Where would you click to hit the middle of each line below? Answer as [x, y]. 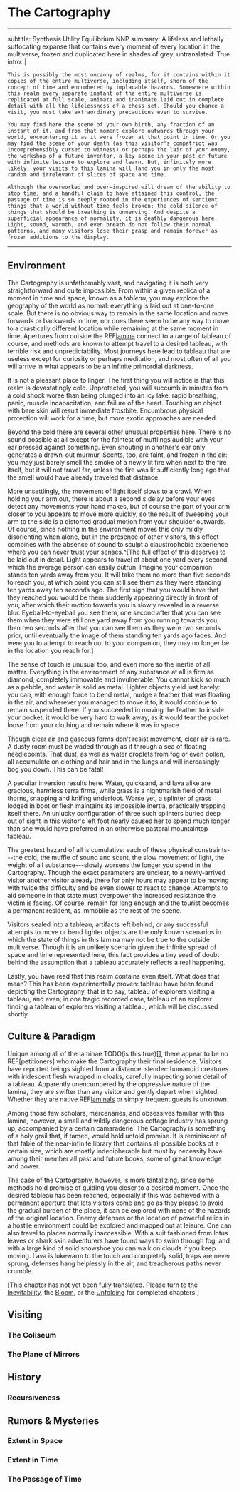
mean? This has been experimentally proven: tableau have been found [110, 984]
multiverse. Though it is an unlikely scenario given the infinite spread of [112, 947]
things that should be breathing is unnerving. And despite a [101, 212]
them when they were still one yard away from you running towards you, [113, 620]
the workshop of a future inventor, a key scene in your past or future [117, 156]
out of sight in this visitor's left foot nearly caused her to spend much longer [119, 821]
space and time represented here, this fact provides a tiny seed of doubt [113, 954]
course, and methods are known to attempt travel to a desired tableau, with [117, 343]
